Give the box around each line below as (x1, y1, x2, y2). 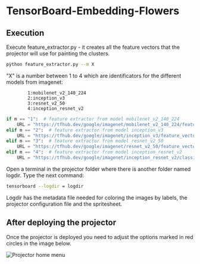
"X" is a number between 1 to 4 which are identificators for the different (6, 72, 182, 79)
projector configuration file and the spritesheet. (6, 200, 123, 208)
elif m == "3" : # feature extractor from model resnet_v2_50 (6, 138, 164, 144)
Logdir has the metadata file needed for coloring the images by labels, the (6, 194, 187, 201)
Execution (6, 28, 45, 38)
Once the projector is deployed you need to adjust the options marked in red (6, 233, 193, 240)
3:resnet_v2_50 (27, 100, 65, 106)
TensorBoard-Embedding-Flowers (6, 4, 180, 18)
